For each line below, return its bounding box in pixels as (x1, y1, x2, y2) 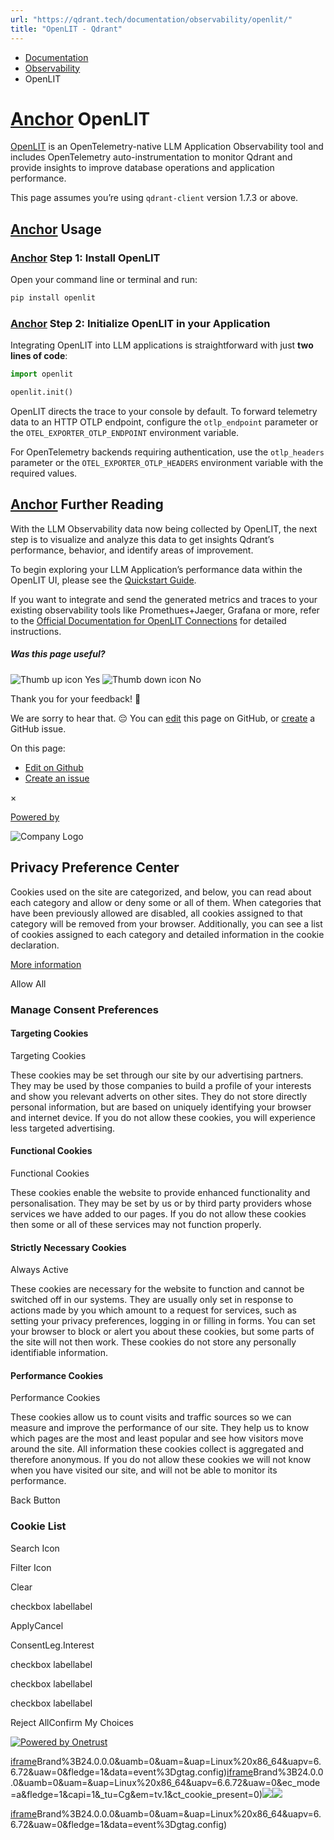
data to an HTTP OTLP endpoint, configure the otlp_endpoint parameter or (10, 416, 319, 428)
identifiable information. (10, 1347, 108, 1359)
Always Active (10, 1264, 69, 1276)
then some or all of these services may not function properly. (10, 1218, 262, 1230)
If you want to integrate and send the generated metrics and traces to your (10, 593, 318, 605)
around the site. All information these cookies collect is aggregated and (10, 1443, 304, 1455)
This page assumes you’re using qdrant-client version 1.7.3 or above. (10, 192, 299, 204)
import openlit (10, 369, 74, 380)
